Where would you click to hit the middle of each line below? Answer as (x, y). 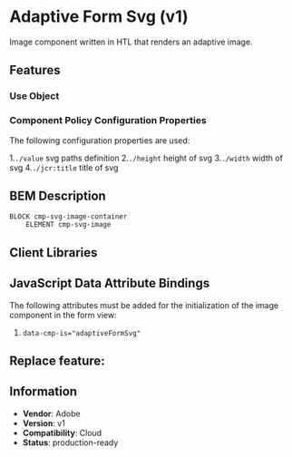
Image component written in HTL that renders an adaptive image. (131, 42)
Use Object (34, 96)
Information (44, 392)
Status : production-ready (70, 442)
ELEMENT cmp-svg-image (68, 225)
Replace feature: (58, 360)
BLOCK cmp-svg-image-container (68, 217)
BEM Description (58, 195)
